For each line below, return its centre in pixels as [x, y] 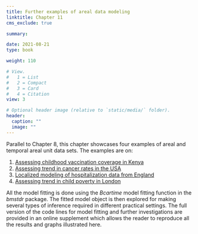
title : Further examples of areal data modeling [68, 12]
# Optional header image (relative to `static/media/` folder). [88, 110]
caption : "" [27, 121]
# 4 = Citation [28, 94]
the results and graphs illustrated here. [54, 224]
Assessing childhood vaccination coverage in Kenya [79, 162]
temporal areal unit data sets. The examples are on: [70, 150]
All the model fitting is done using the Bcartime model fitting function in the [99, 193]
